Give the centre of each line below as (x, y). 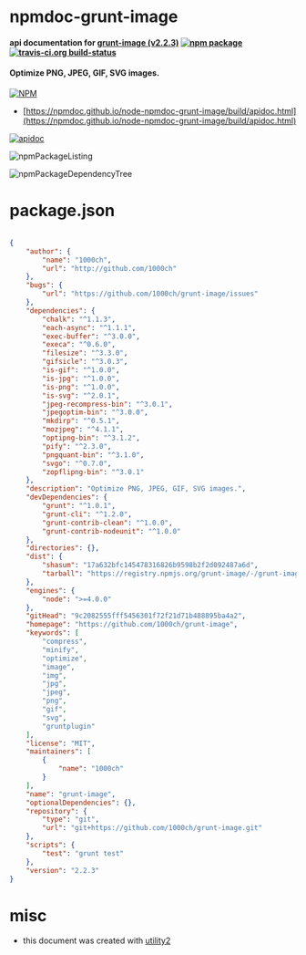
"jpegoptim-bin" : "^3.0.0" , (95, 412)
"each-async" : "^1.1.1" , (89, 327)
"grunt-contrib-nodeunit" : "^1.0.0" (112, 531)
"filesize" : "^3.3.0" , (85, 353)
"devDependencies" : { (66, 498)
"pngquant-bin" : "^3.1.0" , (93, 455)
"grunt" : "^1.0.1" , (79, 506)
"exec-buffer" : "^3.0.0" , (92, 336)
